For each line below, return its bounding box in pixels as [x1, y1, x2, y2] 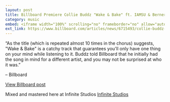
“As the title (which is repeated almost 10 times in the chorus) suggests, [5, 40, 154, 46]
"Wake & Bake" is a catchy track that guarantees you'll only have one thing [5, 46, 161, 52]
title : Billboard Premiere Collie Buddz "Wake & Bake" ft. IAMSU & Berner [5, 12, 166, 17]
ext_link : [5, 26, 26, 31]
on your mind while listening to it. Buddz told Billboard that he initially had [5, 51, 158, 57]
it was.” [5, 62, 21, 68]
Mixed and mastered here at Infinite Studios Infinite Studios [5, 91, 129, 97]
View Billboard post [5, 82, 46, 88]
